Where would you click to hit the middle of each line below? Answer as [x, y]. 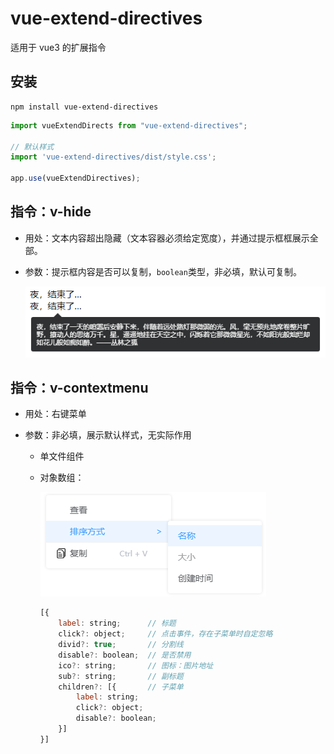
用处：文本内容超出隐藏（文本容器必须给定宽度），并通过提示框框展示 [167, 238]
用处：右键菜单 [55, 414]
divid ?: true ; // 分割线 [121, 645]
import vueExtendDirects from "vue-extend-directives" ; [129, 125]
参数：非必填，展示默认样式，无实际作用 [108, 435]
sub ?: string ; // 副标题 [121, 676]
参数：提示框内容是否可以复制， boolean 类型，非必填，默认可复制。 [163, 271]
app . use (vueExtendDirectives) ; [75, 178]
